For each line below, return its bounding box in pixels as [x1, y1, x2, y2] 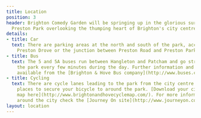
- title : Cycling [6, 75, 50, 81]
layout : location [6, 103, 50, 109]
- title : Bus [6, 53, 39, 59]
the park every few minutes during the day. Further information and [17, 64, 194, 70]
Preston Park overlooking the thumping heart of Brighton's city [11, 25, 178, 32]
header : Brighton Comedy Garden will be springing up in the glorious [6, 20, 186, 26]
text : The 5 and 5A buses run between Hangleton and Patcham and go [11, 58, 186, 64]
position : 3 [6, 14, 36, 20]
